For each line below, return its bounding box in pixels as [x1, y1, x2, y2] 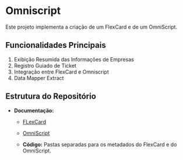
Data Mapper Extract [13, 74, 64, 81]
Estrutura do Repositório [5, 92, 97, 102]
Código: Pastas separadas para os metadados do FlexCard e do [22, 141, 177, 148]
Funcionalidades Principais [5, 40, 106, 50]
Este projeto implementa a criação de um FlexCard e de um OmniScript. [5, 23, 178, 30]
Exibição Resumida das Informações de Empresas [13, 55, 135, 62]
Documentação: [13, 107, 54, 114]
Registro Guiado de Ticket [13, 62, 77, 69]
